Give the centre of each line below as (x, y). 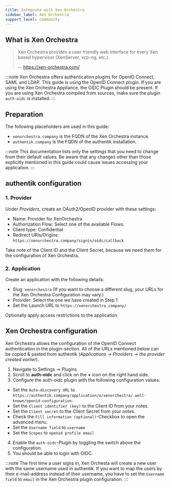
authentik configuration (44, 183)
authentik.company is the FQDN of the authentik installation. (75, 142)
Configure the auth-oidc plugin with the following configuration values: (86, 380)
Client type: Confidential (38, 229)
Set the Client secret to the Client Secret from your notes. (74, 411)
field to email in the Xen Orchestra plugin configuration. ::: (67, 479)
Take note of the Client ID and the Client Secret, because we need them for (83, 250)
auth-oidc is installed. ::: (30, 99)
